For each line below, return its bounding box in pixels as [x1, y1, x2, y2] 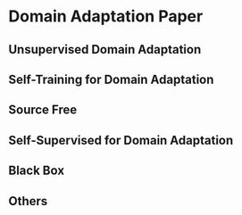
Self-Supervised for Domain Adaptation [8, 132, 234, 148]
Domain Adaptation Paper [8, 6, 204, 27]
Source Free [8, 103, 78, 118]
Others [8, 194, 48, 209]
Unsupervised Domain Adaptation [8, 42, 202, 57]
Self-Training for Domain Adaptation [8, 71, 214, 87]
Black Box [8, 163, 64, 178]
